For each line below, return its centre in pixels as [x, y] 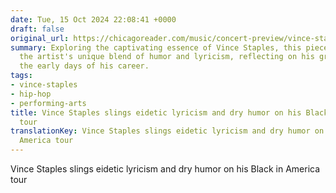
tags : [21, 76]
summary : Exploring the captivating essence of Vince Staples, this [156, 47]
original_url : [40, 38]
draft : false [37, 29]
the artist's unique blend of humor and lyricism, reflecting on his [167, 57]
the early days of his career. [84, 66]
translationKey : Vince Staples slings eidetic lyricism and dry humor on [167, 131]
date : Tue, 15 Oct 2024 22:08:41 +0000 [93, 19]
